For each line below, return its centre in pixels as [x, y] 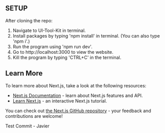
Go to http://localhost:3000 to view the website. [63, 52]
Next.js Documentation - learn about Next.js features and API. [78, 95]
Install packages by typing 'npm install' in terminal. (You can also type [86, 36]
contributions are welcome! [34, 116]
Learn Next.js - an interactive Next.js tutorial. [60, 101]
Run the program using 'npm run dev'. [53, 46]
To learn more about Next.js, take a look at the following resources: [76, 85]
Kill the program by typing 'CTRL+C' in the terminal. [67, 57]
